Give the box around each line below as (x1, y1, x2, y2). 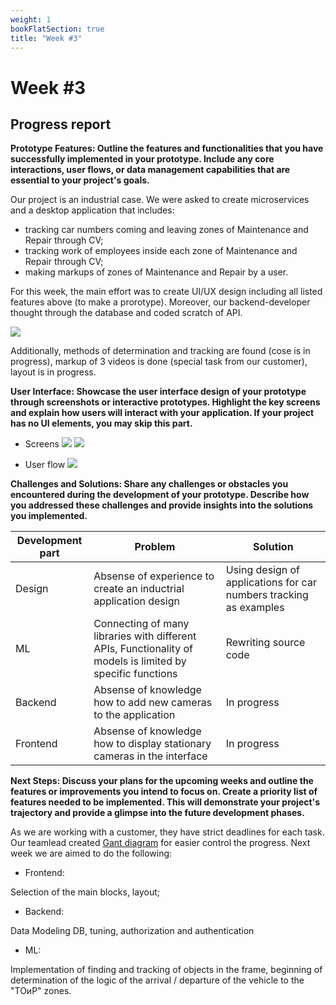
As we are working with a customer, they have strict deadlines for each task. (10, 826, 325, 838)
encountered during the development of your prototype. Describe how (10, 489, 310, 501)
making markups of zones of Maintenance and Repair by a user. (24, 266, 289, 278)
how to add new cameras (93, 696, 213, 710)
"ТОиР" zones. (10, 985, 72, 997)
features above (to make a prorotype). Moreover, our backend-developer (10, 296, 311, 308)
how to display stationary (93, 737, 212, 751)
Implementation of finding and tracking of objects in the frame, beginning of (10, 964, 323, 976)
